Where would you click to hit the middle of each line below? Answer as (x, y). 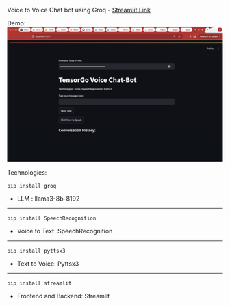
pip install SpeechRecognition (52, 218)
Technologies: (27, 173)
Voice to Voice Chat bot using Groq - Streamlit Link (79, 10)
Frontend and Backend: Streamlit (63, 296)
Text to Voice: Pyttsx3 (48, 264)
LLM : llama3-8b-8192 (48, 199)
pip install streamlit (39, 283)
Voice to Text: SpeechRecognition (65, 231)
